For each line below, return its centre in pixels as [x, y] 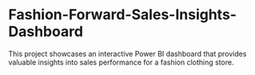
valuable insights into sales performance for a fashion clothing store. [121, 62]
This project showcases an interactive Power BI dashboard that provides [127, 53]
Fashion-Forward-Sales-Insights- [123, 15]
